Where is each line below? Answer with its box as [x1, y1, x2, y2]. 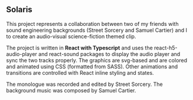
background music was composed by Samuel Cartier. [6, 86, 136, 94]
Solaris [6, 5, 32, 15]
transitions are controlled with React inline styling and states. [6, 69, 155, 76]
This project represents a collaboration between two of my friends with [6, 20, 179, 27]
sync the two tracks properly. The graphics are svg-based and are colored [6, 56, 188, 64]
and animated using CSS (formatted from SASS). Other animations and [6, 63, 178, 70]
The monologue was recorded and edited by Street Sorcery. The [6, 81, 163, 88]
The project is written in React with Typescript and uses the [6, 44, 153, 51]
